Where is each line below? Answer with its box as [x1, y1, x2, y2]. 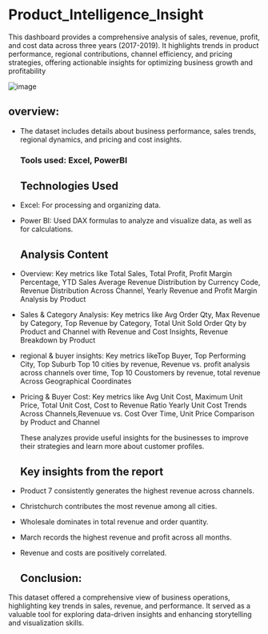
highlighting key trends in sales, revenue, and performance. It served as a [8, 600, 250, 610]
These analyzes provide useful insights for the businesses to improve [19, 433, 250, 443]
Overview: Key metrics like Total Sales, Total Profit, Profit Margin [19, 269, 233, 279]
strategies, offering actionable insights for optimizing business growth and [8, 58, 254, 67]
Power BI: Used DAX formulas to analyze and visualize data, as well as [19, 216, 252, 226]
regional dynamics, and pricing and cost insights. [19, 134, 182, 144]
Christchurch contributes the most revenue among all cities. [19, 502, 218, 512]
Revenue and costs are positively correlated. [19, 548, 167, 558]
